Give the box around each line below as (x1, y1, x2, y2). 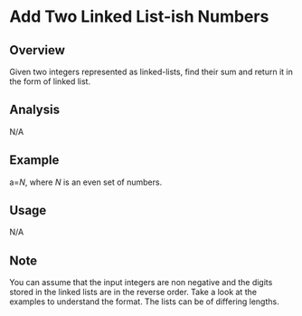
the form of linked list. (9, 76, 91, 87)
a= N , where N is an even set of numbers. (9, 177, 163, 187)
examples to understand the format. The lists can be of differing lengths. (9, 296, 279, 307)
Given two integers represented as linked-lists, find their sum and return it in (9, 66, 294, 77)
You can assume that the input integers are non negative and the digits (9, 277, 273, 288)
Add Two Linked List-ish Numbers (9, 6, 269, 27)
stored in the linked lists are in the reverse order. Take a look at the (9, 287, 258, 298)
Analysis (9, 102, 61, 118)
